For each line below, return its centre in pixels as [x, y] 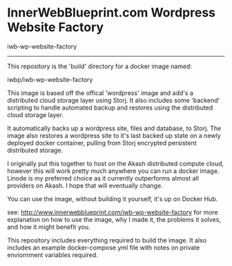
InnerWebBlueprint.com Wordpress [112, 13]
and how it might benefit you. [49, 227]
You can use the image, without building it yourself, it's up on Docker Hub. [113, 198]
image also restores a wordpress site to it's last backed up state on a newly [114, 135]
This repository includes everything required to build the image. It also [107, 240]
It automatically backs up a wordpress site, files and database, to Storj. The [114, 128]
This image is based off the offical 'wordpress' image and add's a [100, 93]
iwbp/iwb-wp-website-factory [50, 79]
